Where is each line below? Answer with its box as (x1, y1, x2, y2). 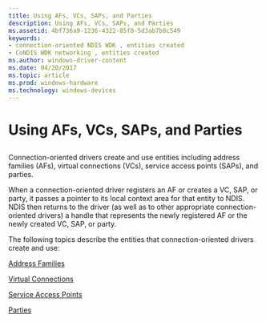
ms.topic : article (8, 71, 70, 79)
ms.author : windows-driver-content (8, 57, 127, 65)
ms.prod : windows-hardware (8, 78, 99, 87)
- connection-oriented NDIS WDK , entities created (8, 42, 184, 50)
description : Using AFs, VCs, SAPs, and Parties (8, 19, 174, 27)
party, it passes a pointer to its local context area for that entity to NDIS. (8, 193, 245, 203)
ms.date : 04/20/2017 (8, 64, 78, 72)
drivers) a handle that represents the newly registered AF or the (37, 210, 248, 220)
